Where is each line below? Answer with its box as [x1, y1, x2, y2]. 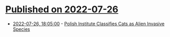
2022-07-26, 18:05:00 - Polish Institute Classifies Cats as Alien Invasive [12, 21, 165, 27]
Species [12, 26, 30, 32]
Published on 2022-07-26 [5, 4, 119, 15]
